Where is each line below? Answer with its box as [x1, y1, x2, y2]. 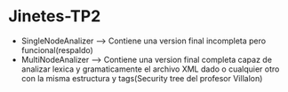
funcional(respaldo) [20, 44, 94, 55]
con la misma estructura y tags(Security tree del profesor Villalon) [20, 73, 263, 83]
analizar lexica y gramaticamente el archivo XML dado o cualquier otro [20, 64, 280, 74]
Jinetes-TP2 [8, 6, 101, 27]
